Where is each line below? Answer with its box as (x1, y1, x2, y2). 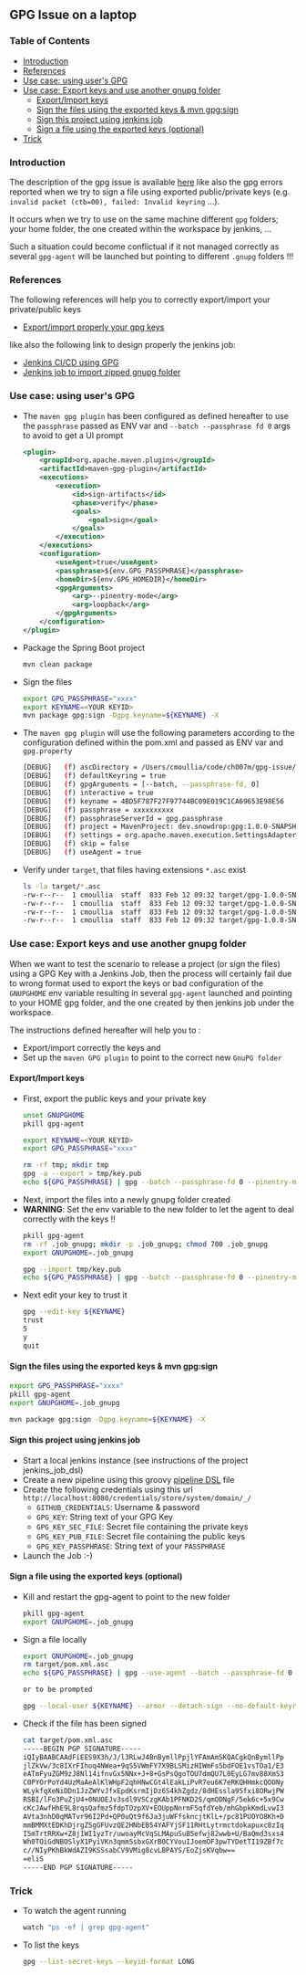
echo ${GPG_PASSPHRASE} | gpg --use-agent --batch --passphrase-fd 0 (22, 1668, 293, 1678)
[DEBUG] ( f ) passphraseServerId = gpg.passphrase (22, 814, 223, 823)
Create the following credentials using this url (22, 1484, 193, 1495)
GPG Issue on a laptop (9, 7, 137, 23)
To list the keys (22, 1939, 80, 1950)
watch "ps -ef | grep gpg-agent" (22, 1923, 150, 1932)
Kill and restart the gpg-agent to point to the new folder (22, 1591, 230, 1602)
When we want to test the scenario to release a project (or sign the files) (9, 958, 280, 969)
